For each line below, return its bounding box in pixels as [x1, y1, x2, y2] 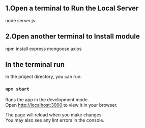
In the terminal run [5, 60, 65, 69]
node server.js [5, 17, 36, 23]
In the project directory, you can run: [5, 73, 82, 80]
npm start [5, 86, 30, 92]
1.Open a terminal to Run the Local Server [5, 4, 139, 13]
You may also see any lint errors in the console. [5, 117, 104, 123]
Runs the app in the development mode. [5, 96, 89, 103]
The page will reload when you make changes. [5, 111, 103, 118]
